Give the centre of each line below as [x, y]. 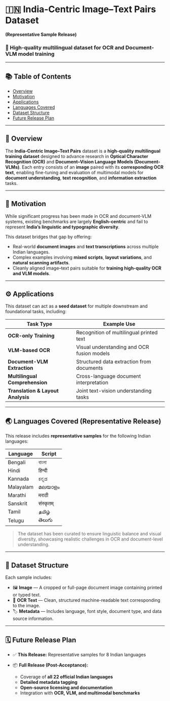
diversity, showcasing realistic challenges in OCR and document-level [90, 539]
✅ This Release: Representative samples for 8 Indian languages [79, 654]
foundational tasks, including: [36, 311]
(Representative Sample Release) [41, 34]
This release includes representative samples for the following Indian [78, 436]
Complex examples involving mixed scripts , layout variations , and [82, 257]
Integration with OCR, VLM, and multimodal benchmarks [80, 693]
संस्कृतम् [46, 503]
